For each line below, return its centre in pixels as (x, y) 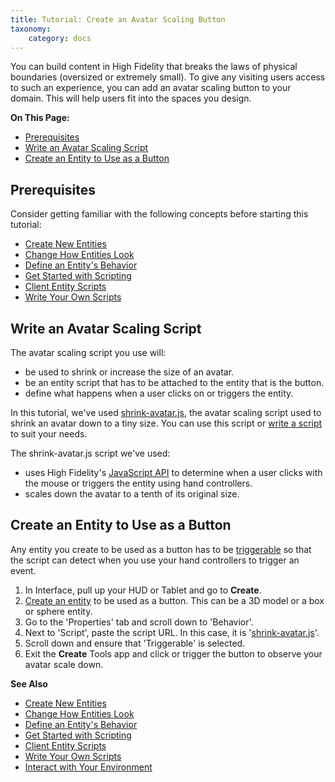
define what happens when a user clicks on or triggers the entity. (159, 393)
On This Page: (40, 118)
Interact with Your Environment (88, 767)
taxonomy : (31, 29)
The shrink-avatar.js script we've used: (90, 453)
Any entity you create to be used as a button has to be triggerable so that (161, 549)
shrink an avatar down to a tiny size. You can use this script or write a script (166, 423)
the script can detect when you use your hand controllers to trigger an (155, 560)
